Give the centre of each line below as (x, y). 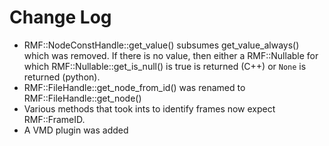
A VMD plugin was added (76, 130)
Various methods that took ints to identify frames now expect (149, 108)
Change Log (60, 17)
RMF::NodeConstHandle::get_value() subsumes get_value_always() (161, 45)
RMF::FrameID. (54, 119)
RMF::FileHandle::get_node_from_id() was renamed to (134, 87)
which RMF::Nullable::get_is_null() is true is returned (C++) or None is (165, 66)
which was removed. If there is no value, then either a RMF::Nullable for (171, 55)
